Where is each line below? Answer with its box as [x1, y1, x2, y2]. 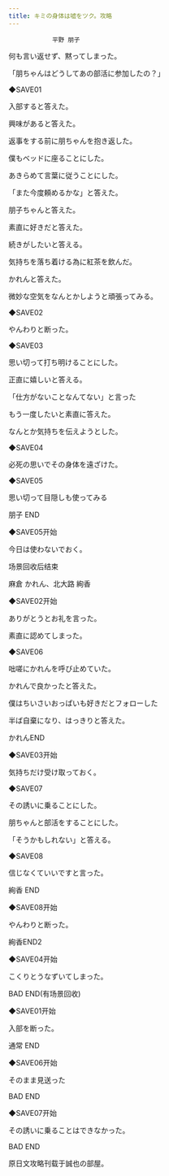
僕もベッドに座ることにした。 [8, 153, 108, 163]
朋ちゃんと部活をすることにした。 [8, 818, 123, 827]
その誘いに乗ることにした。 [8, 800, 102, 809]
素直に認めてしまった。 [8, 631, 87, 640]
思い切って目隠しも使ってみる [8, 493, 108, 502]
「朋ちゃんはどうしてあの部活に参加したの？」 [8, 68, 165, 78]
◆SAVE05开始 [8, 527, 58, 536]
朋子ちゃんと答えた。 [8, 205, 80, 215]
